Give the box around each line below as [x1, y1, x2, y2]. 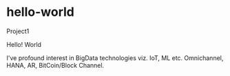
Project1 [6, 27, 30, 35]
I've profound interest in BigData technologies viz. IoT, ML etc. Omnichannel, [6, 53, 224, 62]
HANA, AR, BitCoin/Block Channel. [6, 61, 105, 69]
